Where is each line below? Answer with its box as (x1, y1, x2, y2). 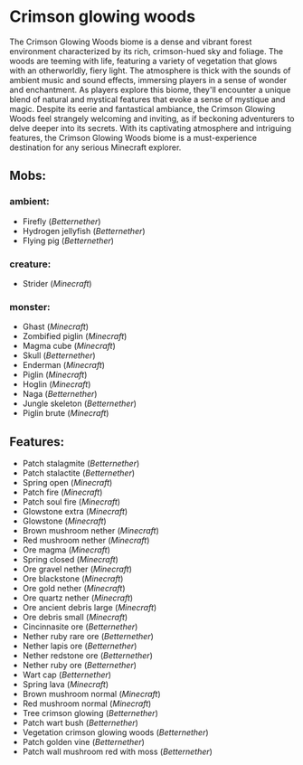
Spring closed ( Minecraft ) (22, 554, 119, 565)
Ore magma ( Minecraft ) (22, 544, 111, 555)
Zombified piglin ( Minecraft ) (22, 331, 128, 342)
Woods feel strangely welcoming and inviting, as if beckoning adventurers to (9, 113, 296, 124)
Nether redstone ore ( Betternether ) (22, 650, 154, 661)
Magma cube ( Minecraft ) (22, 341, 116, 352)
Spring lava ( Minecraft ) (22, 679, 109, 690)
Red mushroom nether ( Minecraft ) (22, 535, 150, 546)
